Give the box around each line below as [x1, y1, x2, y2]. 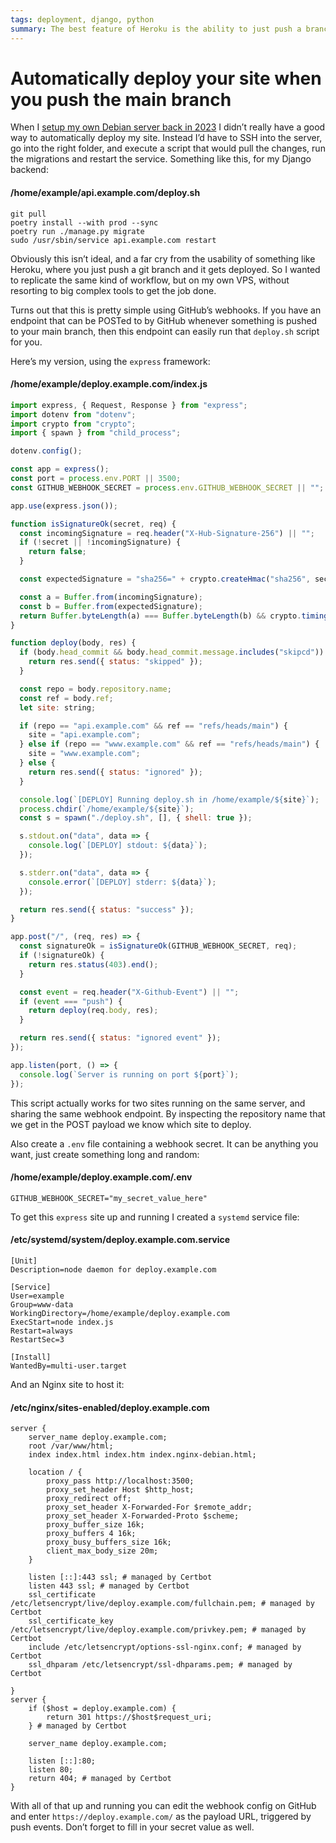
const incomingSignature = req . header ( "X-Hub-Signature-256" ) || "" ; [19, 528, 315, 538]
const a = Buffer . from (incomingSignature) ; [19, 592, 203, 602]
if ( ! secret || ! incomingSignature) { [19, 537, 182, 548]
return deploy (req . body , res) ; [28, 1006, 159, 1016]
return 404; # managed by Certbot [28, 1774, 172, 1784]
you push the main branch [10, 88, 232, 111]
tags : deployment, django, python [10, 14, 155, 25]
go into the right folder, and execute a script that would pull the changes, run [10, 142, 326, 155]
